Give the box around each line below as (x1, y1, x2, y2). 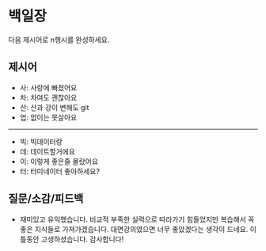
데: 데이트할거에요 (19, 146, 75, 156)
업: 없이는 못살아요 (19, 112, 78, 122)
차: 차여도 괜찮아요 (19, 93, 78, 102)
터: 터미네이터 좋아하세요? (19, 166, 101, 176)
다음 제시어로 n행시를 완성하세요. (8, 35, 110, 44)
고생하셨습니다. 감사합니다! (40, 234, 124, 244)
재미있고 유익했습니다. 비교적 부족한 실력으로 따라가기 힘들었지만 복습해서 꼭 (19, 215, 255, 224)
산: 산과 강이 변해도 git (19, 102, 89, 112)
